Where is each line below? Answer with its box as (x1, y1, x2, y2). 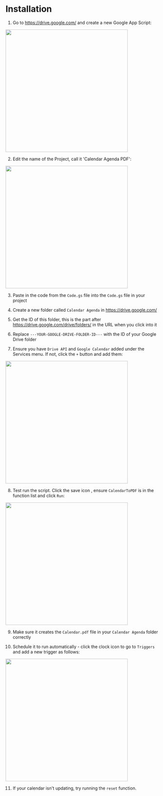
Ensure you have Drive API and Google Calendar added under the (12, 346, 144, 351)
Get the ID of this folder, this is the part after (12, 316, 102, 322)
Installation (5, 3, 52, 15)
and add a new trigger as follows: (12, 648, 80, 655)
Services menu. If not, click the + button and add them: (12, 351, 123, 357)
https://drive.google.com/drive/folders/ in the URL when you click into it (12, 322, 157, 327)
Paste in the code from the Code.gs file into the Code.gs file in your (12, 292, 145, 298)
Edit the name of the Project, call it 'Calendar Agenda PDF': (12, 156, 132, 162)
